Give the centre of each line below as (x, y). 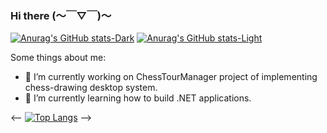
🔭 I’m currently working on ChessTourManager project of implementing (171, 77)
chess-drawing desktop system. (91, 88)
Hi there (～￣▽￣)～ (61, 15)
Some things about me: (58, 58)
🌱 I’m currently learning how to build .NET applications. (138, 98)
